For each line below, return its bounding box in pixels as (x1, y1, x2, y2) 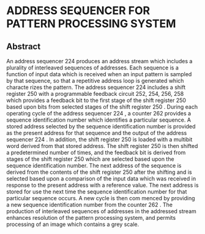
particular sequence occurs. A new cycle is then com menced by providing (6, 195, 195, 201)
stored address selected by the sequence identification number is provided (6, 123, 196, 130)
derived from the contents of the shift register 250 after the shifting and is (6, 168, 192, 176)
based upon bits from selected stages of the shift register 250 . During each (6, 103, 198, 111)
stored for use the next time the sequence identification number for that (6, 188, 187, 195)
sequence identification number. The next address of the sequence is (6, 162, 182, 169)
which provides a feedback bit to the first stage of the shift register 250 (6, 96, 187, 104)
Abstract (6, 41, 41, 52)
